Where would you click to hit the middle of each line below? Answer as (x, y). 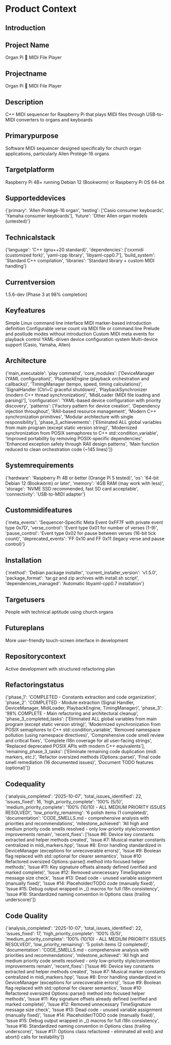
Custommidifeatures (39, 510)
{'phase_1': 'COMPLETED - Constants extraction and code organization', (81, 697)
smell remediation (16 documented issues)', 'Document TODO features (79, 762)
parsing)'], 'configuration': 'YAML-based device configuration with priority (83, 400)
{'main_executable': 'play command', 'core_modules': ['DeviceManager (80, 373)
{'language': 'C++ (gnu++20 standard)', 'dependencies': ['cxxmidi (75, 250)
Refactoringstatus (35, 685)
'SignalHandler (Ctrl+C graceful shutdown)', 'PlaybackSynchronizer (76, 389)
